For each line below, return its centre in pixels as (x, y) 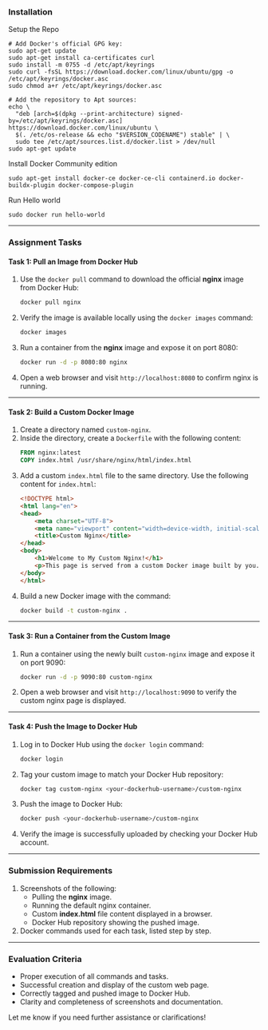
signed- (171, 114)
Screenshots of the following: (68, 888)
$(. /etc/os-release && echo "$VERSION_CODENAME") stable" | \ (122, 135)
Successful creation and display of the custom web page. (114, 984)
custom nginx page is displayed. (73, 701)
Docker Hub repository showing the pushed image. (115, 922)
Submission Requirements (61, 871)
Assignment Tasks (45, 242)
